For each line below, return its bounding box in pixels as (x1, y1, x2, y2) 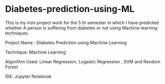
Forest (5, 64, 18, 70)
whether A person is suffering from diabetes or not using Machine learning (5, 25, 158, 30)
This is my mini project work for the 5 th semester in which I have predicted (5, 20, 159, 26)
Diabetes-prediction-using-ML (5, 3, 135, 15)
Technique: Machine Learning (5, 49, 66, 55)
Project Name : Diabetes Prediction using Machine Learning (5, 39, 127, 45)
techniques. (5, 30, 29, 36)
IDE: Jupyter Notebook (5, 73, 52, 79)
